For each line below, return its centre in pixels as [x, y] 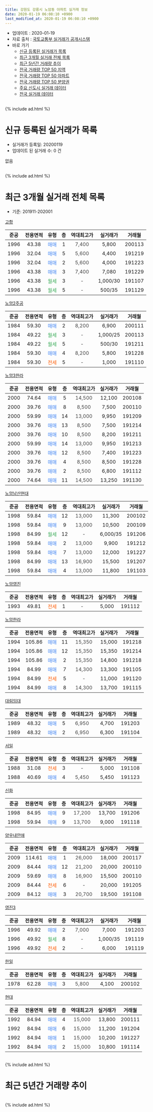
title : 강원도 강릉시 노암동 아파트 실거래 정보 [46, 10]
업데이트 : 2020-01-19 [33, 33]
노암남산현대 [17, 493]
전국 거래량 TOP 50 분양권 [44, 82]
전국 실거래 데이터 [36, 94]
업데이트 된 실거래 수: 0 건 [37, 151]
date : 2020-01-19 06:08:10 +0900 [39, 14]
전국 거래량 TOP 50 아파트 [44, 76]
